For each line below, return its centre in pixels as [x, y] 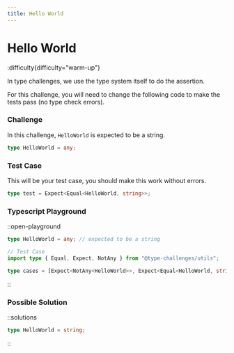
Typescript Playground [47, 211]
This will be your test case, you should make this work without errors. [107, 181]
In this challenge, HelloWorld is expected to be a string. [86, 135]
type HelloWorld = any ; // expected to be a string [84, 240]
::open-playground [34, 226]
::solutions [22, 317]
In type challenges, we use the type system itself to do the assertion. [106, 81]
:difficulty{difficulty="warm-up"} [54, 68]
